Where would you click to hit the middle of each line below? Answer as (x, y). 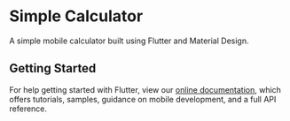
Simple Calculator (76, 16)
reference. (28, 109)
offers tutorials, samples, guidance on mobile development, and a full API (143, 99)
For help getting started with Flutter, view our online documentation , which (145, 89)
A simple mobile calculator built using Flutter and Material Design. (129, 41)
